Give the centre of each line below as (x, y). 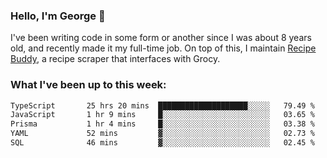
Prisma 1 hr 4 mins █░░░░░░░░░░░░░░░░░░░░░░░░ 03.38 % (162, 124)
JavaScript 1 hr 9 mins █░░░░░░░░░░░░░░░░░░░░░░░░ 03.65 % (162, 115)
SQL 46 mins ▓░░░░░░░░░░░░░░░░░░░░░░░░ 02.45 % (162, 143)
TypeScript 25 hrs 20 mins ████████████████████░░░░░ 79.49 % (162, 105)
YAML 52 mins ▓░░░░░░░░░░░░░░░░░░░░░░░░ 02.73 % (162, 134)
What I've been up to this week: (88, 85)
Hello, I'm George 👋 (58, 16)
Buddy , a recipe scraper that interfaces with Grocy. (115, 59)
